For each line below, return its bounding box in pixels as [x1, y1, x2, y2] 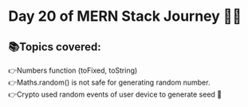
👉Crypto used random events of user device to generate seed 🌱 [8, 89, 222, 99]
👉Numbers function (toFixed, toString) [8, 65, 138, 75]
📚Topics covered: [8, 40, 101, 53]
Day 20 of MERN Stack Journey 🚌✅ [8, 7, 242, 26]
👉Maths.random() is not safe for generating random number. [8, 77, 211, 87]
